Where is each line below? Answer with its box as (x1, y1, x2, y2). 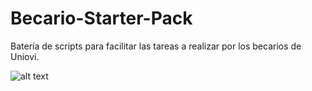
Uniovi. (10, 50, 40, 62)
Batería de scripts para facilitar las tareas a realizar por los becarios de (10, 40, 302, 52)
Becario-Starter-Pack (10, 7, 193, 30)
